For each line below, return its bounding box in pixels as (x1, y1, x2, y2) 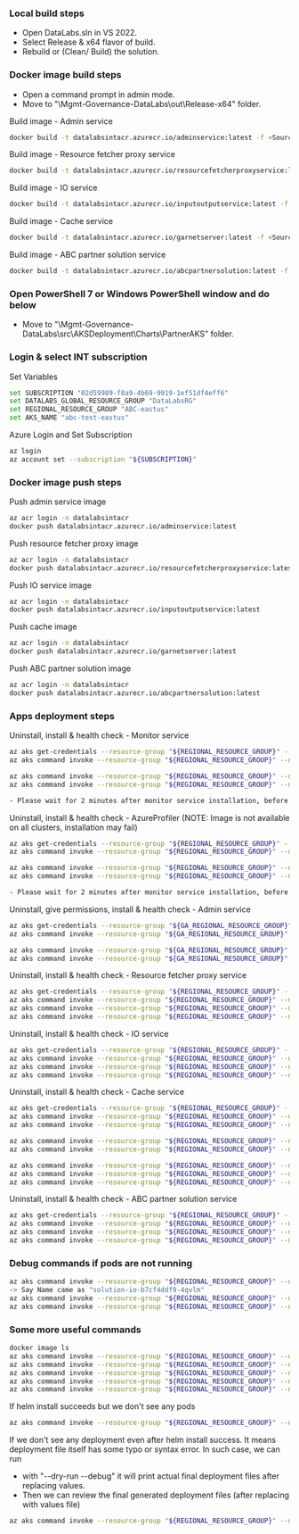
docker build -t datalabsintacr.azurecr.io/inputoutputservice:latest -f (9, 200, 289, 209)
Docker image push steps (9, 476, 122, 488)
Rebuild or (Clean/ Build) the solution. (21, 46, 160, 57)
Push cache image (9, 621, 77, 632)
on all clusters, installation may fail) (9, 822, 138, 833)
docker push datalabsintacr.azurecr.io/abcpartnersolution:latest (9, 688, 261, 698)
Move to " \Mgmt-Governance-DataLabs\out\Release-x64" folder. (21, 98, 262, 109)
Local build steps (9, 7, 85, 20)
